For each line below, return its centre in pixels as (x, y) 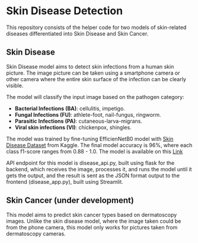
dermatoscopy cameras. (36, 234)
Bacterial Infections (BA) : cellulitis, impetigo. (70, 108)
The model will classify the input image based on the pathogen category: (95, 97)
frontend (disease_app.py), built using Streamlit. (65, 181)
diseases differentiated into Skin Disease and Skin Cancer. (77, 33)
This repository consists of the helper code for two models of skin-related (96, 27)
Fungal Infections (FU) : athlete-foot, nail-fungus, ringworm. (88, 114)
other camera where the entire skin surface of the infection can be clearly (96, 79)
